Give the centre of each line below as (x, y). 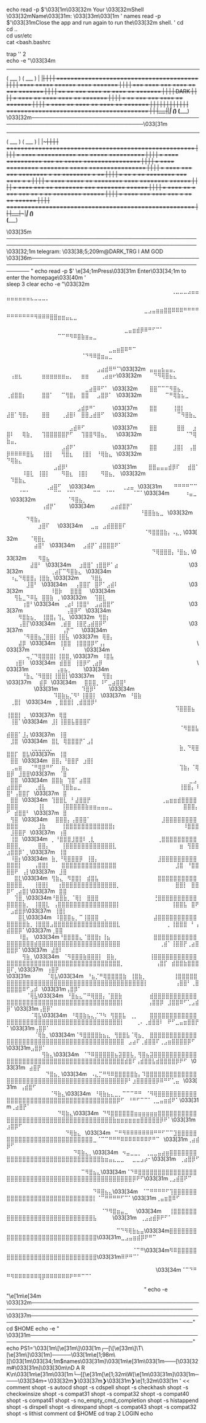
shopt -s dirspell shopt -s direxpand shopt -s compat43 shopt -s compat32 (101, 1407)
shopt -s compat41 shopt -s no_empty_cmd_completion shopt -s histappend (103, 1400)
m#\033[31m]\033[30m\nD (40, 1368)
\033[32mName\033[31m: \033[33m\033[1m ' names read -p (84, 16)
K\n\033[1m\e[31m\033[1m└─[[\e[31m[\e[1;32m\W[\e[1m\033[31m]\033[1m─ (103, 1374)
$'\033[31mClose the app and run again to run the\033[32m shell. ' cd (95, 22)
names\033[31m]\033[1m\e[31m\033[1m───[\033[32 (131, 1361)
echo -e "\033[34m (31, 61)
